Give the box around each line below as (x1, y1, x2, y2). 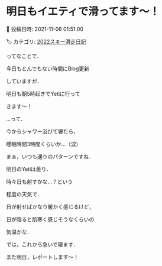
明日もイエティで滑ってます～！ (6, 5, 160, 18)
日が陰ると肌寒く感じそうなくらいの (6, 216, 95, 223)
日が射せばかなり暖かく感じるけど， (6, 203, 95, 210)
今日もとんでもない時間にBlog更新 (6, 65, 90, 72)
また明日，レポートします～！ (6, 253, 79, 260)
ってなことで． (6, 52, 43, 59)
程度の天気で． (6, 190, 43, 197)
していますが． (6, 77, 43, 85)
